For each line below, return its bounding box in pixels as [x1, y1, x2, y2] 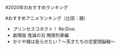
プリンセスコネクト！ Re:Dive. [12, 26, 76, 32]
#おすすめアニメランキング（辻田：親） [5, 15, 88, 21]
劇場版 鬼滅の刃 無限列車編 [12, 32, 69, 38]
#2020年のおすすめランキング [5, 5, 69, 10]
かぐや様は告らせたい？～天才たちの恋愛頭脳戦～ [12, 38, 115, 44]
